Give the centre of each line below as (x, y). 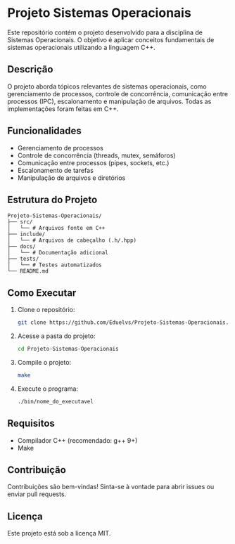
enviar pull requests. (37, 494)
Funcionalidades (45, 131)
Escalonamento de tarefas (55, 170)
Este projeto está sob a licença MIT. (59, 533)
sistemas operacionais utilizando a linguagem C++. (82, 47)
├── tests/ (23, 259)
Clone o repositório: (46, 310)
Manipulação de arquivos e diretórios (71, 178)
